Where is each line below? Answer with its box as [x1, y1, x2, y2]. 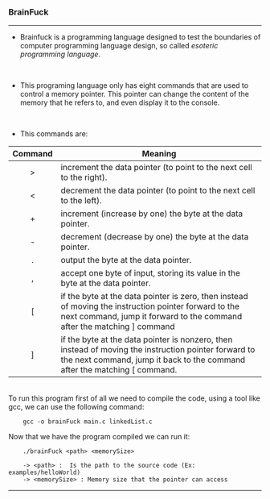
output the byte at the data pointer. [60, 255, 192, 266]
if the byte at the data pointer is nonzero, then [60, 334, 233, 345]
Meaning [141, 148, 177, 160]
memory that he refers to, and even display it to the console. [19, 98, 220, 107]
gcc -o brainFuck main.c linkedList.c [22, 418, 153, 426]
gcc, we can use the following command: [8, 402, 145, 412]
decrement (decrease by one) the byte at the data [60, 231, 249, 243]
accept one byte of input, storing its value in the [60, 268, 241, 279]
